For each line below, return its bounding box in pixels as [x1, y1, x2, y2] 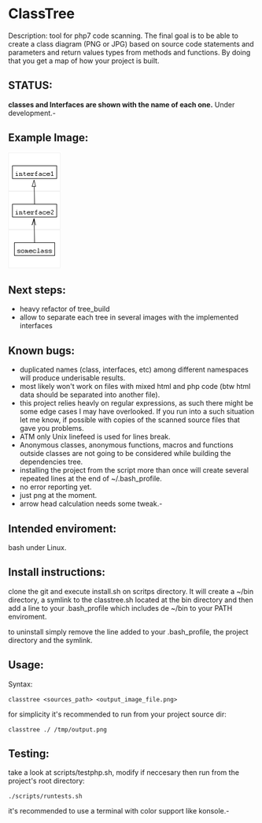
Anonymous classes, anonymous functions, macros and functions [19, 440, 234, 450]
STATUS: [8, 79, 53, 92]
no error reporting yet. [19, 482, 92, 492]
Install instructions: [8, 566, 106, 579]
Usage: [8, 658, 45, 671]
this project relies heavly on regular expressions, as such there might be [19, 398, 253, 408]
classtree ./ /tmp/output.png [8, 725, 108, 734]
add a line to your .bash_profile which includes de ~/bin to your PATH [8, 603, 233, 612]
